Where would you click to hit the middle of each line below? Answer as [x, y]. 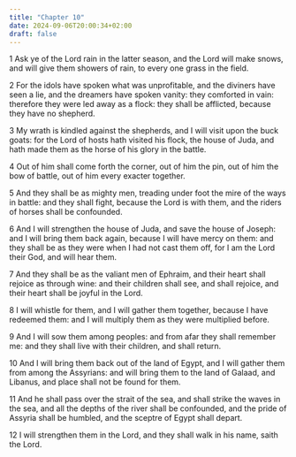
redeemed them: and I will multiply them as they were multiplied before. [139, 320]
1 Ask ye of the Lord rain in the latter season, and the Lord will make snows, [147, 59]
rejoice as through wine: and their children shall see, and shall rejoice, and [144, 284]
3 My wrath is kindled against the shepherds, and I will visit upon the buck [144, 131]
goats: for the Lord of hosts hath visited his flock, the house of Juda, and [142, 140]
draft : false [33, 34]
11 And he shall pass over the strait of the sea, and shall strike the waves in [145, 400]
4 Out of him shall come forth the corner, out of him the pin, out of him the [144, 167]
